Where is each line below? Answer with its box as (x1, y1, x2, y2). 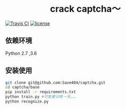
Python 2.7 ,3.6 (5, 50, 37, 56)
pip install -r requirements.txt (5, 90, 76, 95)
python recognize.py (5, 99, 49, 104)
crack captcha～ (50, 3, 121, 15)
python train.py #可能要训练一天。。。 (5, 94, 78, 99)
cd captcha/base (5, 85, 40, 90)
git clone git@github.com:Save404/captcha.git (5, 80, 106, 85)
